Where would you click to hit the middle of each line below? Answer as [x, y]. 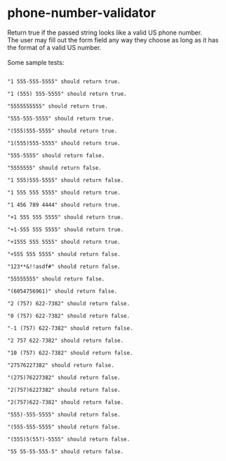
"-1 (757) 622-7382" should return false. [70, 328]
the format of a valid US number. [54, 47]
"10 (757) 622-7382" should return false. [70, 353]
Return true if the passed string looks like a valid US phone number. [105, 32]
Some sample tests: [36, 62]
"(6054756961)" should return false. [62, 291]
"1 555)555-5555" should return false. [66, 180]
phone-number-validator [82, 13]
